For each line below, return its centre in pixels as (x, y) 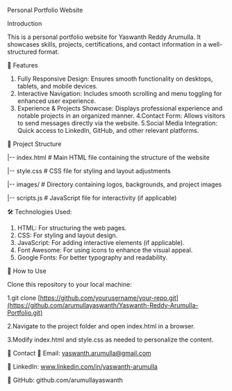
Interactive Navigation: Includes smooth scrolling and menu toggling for (119, 94)
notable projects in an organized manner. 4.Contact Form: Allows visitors (121, 115)
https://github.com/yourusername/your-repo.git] (109, 298)
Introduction (25, 23)
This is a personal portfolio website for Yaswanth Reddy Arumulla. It (104, 37)
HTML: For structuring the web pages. (72, 228)
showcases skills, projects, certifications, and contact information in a (107, 44)
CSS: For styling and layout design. (67, 235)
